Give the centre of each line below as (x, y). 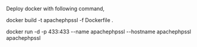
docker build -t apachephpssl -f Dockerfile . (60, 20)
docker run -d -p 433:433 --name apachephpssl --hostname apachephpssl (99, 32)
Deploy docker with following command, (55, 9)
